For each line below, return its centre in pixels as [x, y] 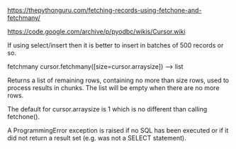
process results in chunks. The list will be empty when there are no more [113, 88]
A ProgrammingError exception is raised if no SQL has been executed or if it [118, 130]
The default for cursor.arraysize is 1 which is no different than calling [107, 109]
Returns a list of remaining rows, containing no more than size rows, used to [118, 80]
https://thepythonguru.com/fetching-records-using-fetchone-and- [105, 10]
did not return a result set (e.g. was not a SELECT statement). [97, 138]
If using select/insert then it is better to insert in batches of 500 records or [116, 45]
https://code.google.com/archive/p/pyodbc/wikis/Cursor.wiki [96, 32]
